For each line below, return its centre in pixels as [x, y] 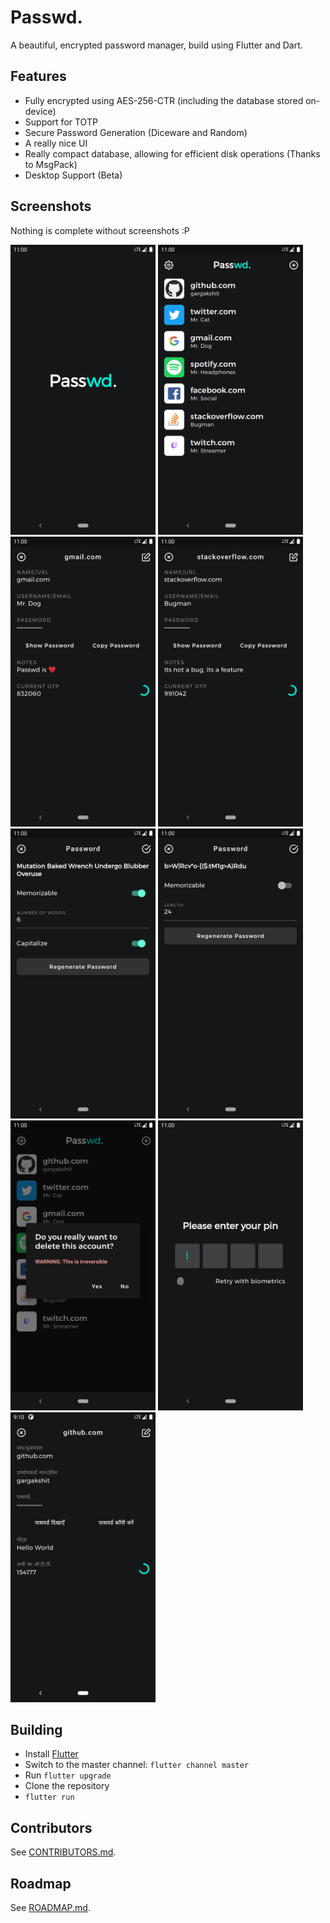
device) [40, 111]
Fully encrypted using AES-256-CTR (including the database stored [164, 100]
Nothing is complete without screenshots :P [100, 230]
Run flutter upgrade [68, 1775]
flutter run [49, 1797]
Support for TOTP [61, 122]
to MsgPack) [51, 164]
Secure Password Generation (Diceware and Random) [136, 132]
